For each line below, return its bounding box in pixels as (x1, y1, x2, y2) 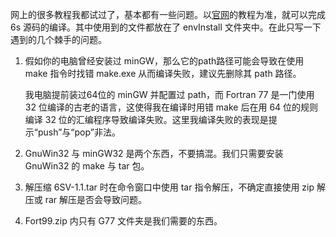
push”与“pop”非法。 (37, 126, 121, 138)
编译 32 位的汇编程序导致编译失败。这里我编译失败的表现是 (24, 114, 269, 125)
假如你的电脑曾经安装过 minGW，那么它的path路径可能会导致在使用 (24, 55, 305, 67)
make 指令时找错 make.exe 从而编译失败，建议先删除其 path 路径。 (24, 68, 302, 79)
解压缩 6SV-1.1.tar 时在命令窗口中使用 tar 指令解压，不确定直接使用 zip (24, 181, 315, 193)
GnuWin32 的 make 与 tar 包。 (24, 160, 150, 172)
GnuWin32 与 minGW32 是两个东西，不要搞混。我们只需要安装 (24, 148, 284, 159)
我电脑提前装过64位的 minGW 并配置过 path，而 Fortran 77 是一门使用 (24, 89, 315, 100)
